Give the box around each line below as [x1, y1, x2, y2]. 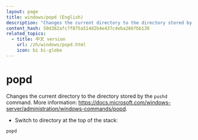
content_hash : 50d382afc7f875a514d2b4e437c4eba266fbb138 [6, 25, 150, 31]
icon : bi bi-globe [17, 47, 62, 53]
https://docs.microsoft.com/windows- [78, 98, 171, 106]
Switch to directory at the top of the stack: [14, 116, 119, 123]
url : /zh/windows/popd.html [17, 42, 86, 48]
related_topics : [6, 31, 46, 37]
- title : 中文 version [11, 36, 66, 42]
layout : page [6, 8, 39, 15]
